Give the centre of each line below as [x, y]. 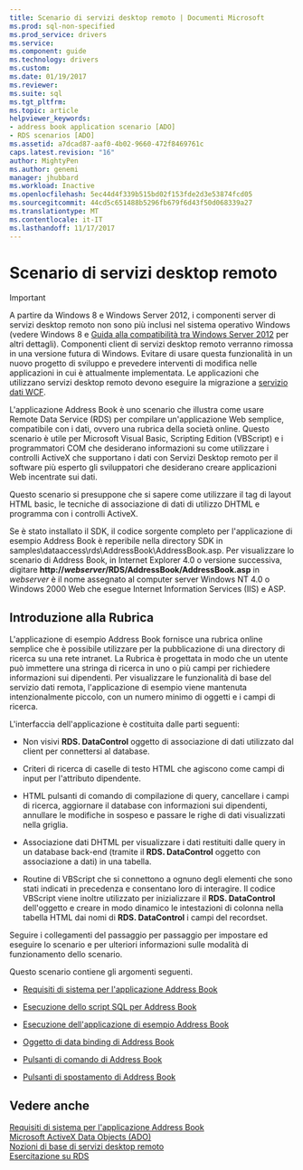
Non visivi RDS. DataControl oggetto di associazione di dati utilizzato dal [158, 742]
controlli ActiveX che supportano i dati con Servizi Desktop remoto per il [144, 458]
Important [28, 298]
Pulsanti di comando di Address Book [92, 1060]
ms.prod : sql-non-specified [62, 26]
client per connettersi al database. [86, 751]
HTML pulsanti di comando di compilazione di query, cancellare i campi [156, 796]
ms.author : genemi [44, 169]
